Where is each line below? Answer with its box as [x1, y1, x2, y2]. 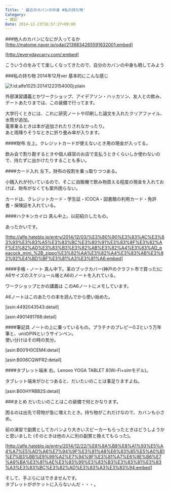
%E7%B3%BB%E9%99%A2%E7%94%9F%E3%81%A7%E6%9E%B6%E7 [5, 454, 162, 460]
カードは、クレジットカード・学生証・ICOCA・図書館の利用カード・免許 [5, 196, 157, 202]
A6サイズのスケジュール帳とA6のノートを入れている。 [5, 272, 118, 279]
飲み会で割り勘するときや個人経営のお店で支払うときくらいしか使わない [5, 151, 156, 157]
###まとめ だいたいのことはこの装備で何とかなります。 [5, 399, 121, 405]
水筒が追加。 [5, 117, 32, 123]
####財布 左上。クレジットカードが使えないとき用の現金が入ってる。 [5, 140, 151, 146]
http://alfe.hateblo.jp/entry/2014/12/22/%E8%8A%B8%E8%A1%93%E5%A [7, 443, 163, 449]
